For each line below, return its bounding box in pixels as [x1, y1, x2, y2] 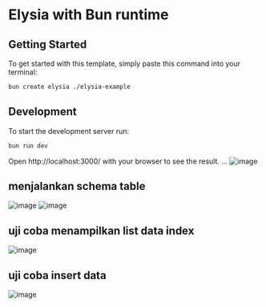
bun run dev [8, 142, 48, 150]
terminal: [8, 67, 38, 77]
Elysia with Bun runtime [8, 6, 170, 24]
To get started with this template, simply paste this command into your [8, 59, 241, 68]
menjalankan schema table [8, 179, 146, 193]
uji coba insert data [8, 269, 107, 282]
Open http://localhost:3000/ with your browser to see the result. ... [8, 156, 228, 166]
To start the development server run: [8, 126, 130, 135]
